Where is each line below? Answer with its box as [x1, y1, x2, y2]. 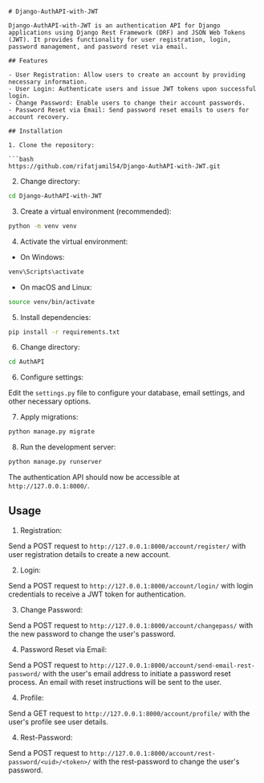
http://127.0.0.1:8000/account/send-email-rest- [89, 662, 255, 670]
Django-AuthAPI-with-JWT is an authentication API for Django [8, 22, 221, 30]
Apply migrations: [19, 412, 79, 422]
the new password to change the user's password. [8, 629, 177, 638]
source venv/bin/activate [8, 297, 95, 305]
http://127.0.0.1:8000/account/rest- [89, 749, 216, 757]
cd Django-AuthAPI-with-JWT [8, 192, 103, 200]
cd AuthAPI [8, 358, 45, 366]
